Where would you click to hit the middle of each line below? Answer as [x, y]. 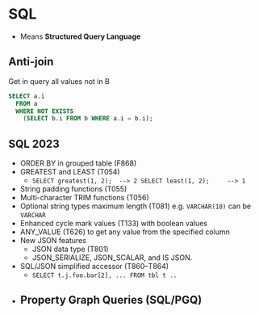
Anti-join [31, 62]
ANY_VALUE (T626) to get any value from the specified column [125, 232]
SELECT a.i [27, 96]
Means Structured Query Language [80, 36]
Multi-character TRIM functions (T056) [84, 198]
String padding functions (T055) [73, 189]
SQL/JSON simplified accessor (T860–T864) [94, 267]
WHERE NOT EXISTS [45, 111]
